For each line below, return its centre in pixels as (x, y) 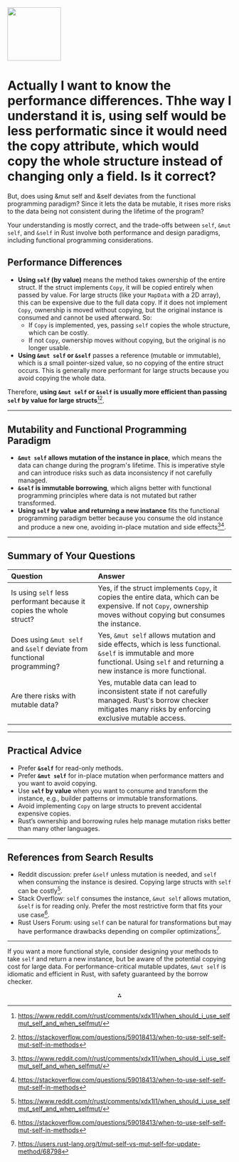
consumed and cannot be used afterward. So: (85, 317)
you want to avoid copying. (57, 783)
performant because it (48, 601)
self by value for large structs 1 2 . (56, 400)
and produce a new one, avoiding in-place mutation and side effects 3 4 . (122, 526)
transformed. (37, 503)
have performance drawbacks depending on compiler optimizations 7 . (119, 930)
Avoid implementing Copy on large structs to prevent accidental (110, 806)
